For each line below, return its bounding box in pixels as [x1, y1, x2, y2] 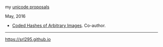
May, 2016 [5, 13, 26, 19]
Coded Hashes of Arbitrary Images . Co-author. [12, 23, 106, 28]
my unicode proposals [5, 4, 49, 10]
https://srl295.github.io [5, 36, 51, 42]
